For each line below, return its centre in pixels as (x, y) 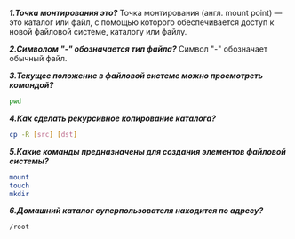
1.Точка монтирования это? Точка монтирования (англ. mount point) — (146, 13)
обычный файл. (38, 58)
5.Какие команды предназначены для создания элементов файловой (147, 151)
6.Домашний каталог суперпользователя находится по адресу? (136, 211)
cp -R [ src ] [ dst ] (43, 134)
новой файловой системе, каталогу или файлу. (98, 32)
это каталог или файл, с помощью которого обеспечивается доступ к (142, 22)
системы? (29, 161)
